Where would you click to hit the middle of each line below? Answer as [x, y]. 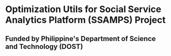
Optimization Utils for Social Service [83, 9]
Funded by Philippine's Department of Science [81, 39]
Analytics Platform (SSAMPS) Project [85, 20]
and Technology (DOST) [44, 46]
